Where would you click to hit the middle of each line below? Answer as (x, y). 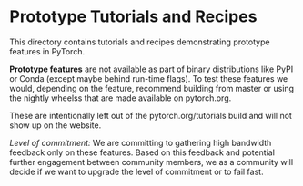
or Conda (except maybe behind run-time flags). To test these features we (149, 78)
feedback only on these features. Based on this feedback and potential (142, 152)
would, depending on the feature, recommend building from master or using (151, 88)
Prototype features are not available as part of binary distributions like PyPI (151, 69)
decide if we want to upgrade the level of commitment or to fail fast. (136, 171)
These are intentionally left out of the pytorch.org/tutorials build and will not (151, 115)
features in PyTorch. (47, 51)
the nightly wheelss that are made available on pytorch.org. (121, 98)
